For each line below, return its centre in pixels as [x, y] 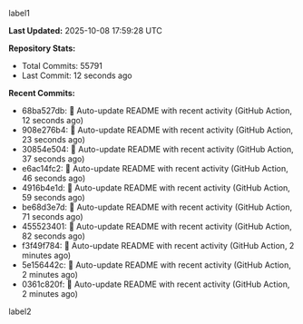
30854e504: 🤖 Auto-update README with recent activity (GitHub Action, [157, 149]
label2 [20, 311]
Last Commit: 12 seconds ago [77, 75]
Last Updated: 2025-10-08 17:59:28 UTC [85, 30]
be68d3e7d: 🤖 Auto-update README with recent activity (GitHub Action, [156, 207]
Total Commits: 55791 [62, 66]
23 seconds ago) [53, 139]
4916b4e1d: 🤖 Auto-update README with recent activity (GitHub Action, [156, 188]
